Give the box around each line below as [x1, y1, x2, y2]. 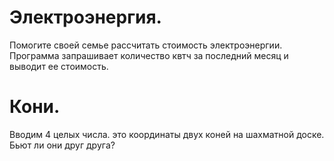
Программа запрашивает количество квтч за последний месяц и [9, 49, 289, 61]
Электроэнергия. [9, 6, 162, 29]
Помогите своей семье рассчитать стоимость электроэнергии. [9, 39, 283, 51]
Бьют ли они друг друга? [9, 139, 116, 151]
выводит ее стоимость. [9, 60, 109, 72]
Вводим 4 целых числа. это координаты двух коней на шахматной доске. [9, 128, 325, 140]
